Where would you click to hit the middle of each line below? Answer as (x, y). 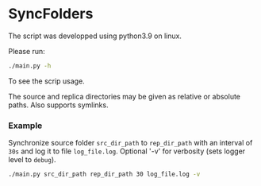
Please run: (27, 51)
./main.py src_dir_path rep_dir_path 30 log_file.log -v (104, 174)
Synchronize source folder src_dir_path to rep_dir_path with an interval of (130, 143)
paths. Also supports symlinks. (58, 105)
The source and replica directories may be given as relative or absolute (124, 96)
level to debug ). (33, 160)
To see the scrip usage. (46, 81)
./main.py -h (30, 66)
